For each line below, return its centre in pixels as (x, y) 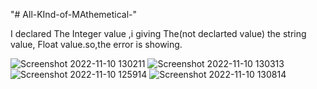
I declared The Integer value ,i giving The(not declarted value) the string (158, 33)
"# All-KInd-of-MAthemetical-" (74, 14)
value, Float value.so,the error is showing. (96, 44)
